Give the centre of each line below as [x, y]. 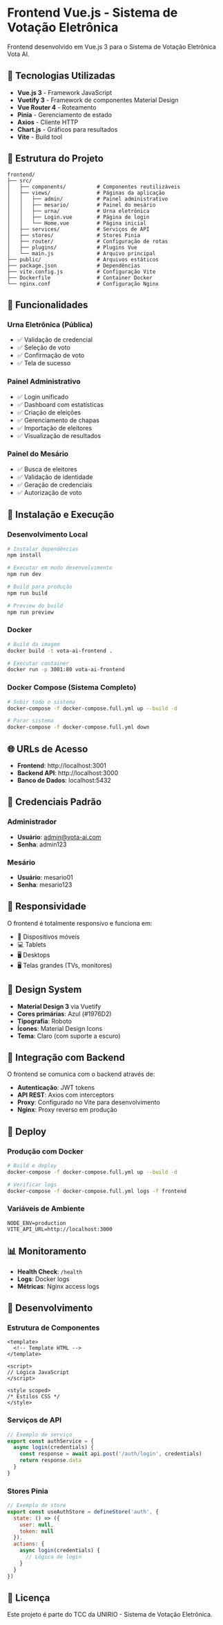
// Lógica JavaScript [38, 1373]
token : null [37, 1531]
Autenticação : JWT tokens [56, 1088]
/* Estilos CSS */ [33, 1397]
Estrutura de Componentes [54, 1328]
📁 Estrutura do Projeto [55, 158]
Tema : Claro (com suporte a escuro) [69, 1036]
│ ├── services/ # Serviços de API [78, 229]
